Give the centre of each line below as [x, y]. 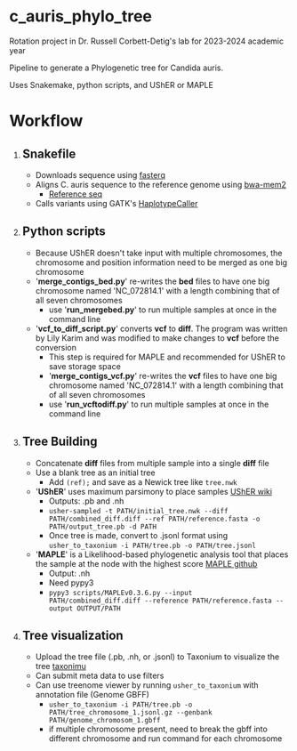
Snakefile [49, 153]
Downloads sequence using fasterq [100, 174]
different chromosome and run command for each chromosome [165, 739]
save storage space [85, 366]
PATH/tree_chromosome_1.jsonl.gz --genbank [130, 713]
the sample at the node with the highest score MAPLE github [146, 563]
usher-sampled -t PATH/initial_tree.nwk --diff [138, 511]
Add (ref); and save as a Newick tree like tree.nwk [143, 481]
